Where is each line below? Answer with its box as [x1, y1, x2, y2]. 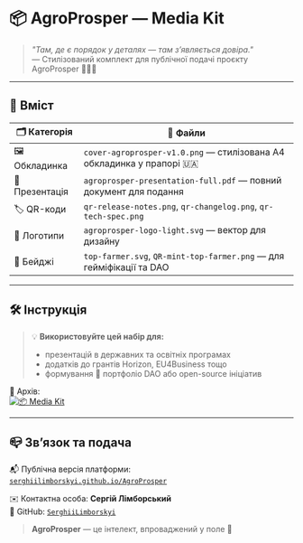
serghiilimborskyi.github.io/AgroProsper [9, 477, 168, 486]
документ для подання [83, 185, 185, 198]
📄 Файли [167, 126, 206, 139]
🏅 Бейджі [14, 255, 54, 267]
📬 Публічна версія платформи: [9, 463, 131, 475]
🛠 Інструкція [9, 303, 87, 318]
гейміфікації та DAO [83, 260, 170, 273]
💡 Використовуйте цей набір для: [31, 331, 164, 342]
